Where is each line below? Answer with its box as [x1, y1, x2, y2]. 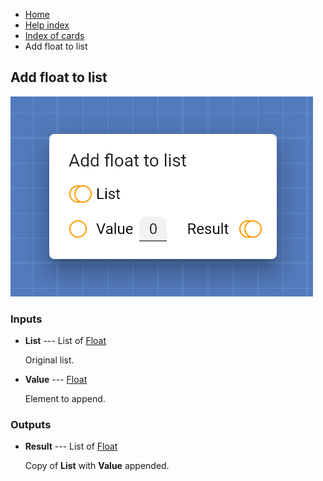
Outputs [10, 418, 52, 432]
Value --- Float [24, 374, 88, 386]
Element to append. [24, 393, 106, 405]
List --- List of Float [24, 335, 107, 347]
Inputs [10, 312, 43, 326]
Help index [24, 19, 70, 31]
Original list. [24, 354, 75, 366]
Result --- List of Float [24, 440, 118, 453]
